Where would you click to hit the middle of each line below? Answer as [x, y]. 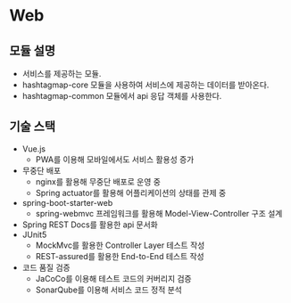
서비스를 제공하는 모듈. [62, 74]
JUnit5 [34, 234]
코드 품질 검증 [46, 267]
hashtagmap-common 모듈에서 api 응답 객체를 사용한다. [122, 96]
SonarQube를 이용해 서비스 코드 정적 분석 [109, 290]
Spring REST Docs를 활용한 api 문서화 [90, 225]
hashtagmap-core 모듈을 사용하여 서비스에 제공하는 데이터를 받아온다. [145, 85]
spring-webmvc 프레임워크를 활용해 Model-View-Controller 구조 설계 [159, 213]
